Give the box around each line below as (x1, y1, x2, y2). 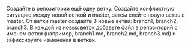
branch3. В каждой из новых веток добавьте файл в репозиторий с (6, 24, 178, 31)
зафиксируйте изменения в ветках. (6, 37, 97, 43)
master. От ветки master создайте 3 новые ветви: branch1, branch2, (6, 18, 178, 24)
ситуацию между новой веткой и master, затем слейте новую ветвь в (6, 11, 185, 18)
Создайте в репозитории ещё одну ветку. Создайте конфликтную (6, 5, 175, 12)
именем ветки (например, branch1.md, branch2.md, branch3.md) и (6, 30, 176, 37)
